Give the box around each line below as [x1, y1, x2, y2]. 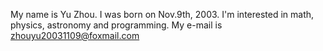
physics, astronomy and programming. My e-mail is [10, 19, 223, 31]
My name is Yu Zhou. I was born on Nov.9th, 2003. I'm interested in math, [10, 9, 315, 20]
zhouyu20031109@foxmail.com [10, 30, 140, 41]
